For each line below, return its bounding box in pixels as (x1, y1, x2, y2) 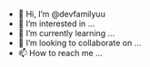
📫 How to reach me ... (17, 48, 103, 58)
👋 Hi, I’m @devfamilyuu (17, 9, 106, 19)
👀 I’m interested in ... (17, 18, 95, 29)
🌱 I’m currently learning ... (17, 28, 115, 38)
